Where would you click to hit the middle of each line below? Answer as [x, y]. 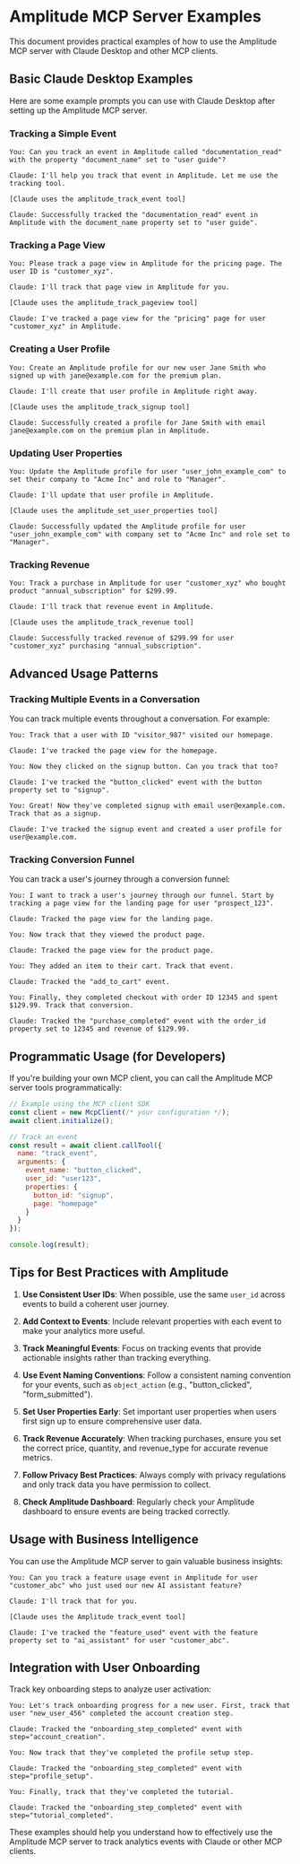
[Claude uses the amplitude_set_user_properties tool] [114, 510]
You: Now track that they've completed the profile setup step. [132, 1753]
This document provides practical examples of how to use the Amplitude [143, 41]
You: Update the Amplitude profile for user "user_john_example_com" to [148, 471]
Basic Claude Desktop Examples [101, 79]
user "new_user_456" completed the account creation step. [122, 1714]
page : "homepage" [65, 1204]
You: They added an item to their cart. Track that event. [122, 966]
